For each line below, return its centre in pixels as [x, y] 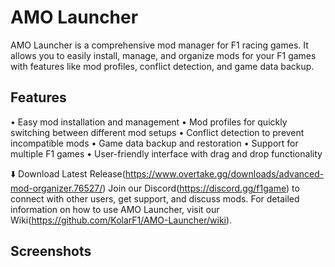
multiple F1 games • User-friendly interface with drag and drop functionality [166, 153]
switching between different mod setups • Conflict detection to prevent [157, 132]
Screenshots [51, 251]
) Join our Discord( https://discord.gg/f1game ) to [201, 188]
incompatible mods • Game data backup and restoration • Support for [154, 143]
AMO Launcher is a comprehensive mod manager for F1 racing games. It [159, 45]
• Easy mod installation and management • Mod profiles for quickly [149, 122]
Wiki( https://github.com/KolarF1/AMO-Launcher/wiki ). [121, 220]
